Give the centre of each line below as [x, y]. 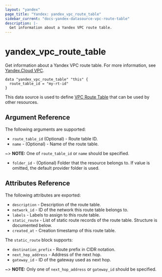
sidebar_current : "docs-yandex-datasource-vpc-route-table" [68, 19]
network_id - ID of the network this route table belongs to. [70, 210]
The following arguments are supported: [46, 129]
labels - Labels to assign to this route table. [56, 215]
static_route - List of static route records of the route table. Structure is [85, 220]
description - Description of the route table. [56, 204]
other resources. [22, 102]
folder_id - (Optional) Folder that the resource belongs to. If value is [81, 163]
